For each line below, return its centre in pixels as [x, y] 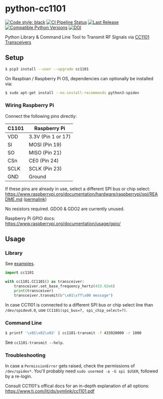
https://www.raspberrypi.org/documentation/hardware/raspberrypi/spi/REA [81, 194]
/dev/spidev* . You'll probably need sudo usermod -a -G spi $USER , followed [81, 371]
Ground [38, 176]
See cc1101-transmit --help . [34, 342]
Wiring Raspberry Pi [30, 105]
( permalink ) [35, 199]
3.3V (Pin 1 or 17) [50, 136]
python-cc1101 [36, 9]
